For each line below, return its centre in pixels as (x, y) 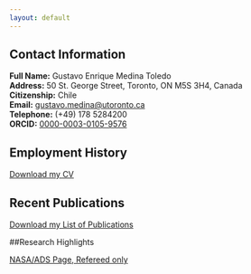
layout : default (40, 18)
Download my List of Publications (71, 225)
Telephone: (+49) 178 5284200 (69, 115)
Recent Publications (67, 203)
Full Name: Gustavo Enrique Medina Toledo (90, 76)
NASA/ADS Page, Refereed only (69, 260)
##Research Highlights (52, 242)
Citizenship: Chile (43, 95)
